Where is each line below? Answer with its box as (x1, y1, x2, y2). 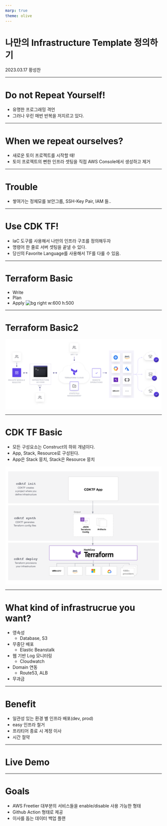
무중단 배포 (12, 641, 34, 647)
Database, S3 (19, 635, 48, 641)
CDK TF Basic (5, 427, 63, 438)
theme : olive (5, 13, 32, 18)
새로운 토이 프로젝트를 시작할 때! (12, 152, 75, 158)
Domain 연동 (12, 664, 38, 670)
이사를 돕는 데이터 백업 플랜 (12, 816, 66, 822)
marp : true (5, 8, 28, 13)
